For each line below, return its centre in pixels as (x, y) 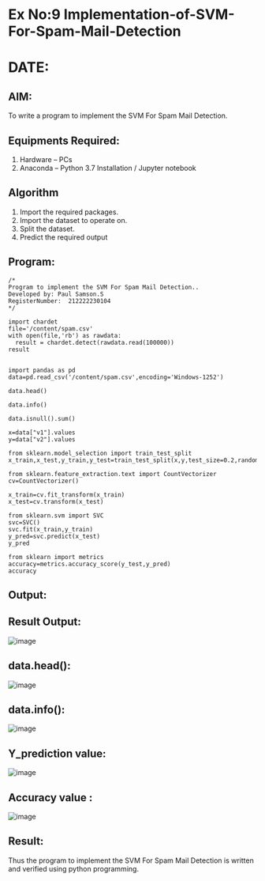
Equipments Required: (64, 140)
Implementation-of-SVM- (149, 15)
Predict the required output (63, 237)
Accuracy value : (50, 798)
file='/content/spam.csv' (50, 329)
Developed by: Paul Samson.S (56, 294)
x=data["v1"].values (42, 433)
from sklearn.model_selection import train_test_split (100, 453)
